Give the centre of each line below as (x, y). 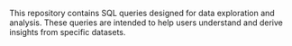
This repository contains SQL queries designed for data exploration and (142, 13)
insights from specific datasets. (68, 32)
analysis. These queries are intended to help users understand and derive (146, 23)
